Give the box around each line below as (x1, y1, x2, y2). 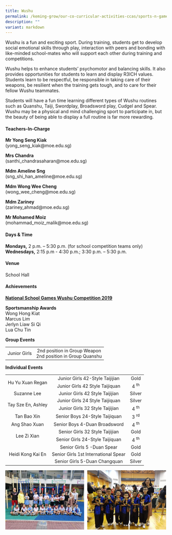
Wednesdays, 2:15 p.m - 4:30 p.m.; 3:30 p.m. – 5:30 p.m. (5, 248, 127, 255)
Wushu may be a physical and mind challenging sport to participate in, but (5, 109, 162, 115)
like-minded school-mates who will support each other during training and (5, 50, 162, 57)
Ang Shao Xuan (11, 421, 44, 427)
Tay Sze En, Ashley (7, 401, 48, 407)
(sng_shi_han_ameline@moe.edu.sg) (5, 173, 83, 180)
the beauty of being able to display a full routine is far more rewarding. (5, 114, 154, 120)
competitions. (5, 56, 34, 62)
